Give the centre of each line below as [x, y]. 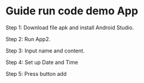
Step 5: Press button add [36, 73]
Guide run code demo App [72, 11]
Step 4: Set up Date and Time [42, 62]
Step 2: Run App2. [28, 39]
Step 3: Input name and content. [45, 50]
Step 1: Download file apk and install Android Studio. [70, 27]
